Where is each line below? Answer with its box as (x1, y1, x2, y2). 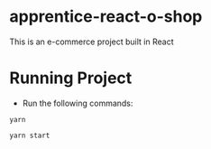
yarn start (9, 131, 50, 140)
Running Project (9, 68, 133, 88)
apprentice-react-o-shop (9, 6, 203, 27)
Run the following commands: (22, 98, 133, 108)
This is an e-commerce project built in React (9, 36, 174, 47)
